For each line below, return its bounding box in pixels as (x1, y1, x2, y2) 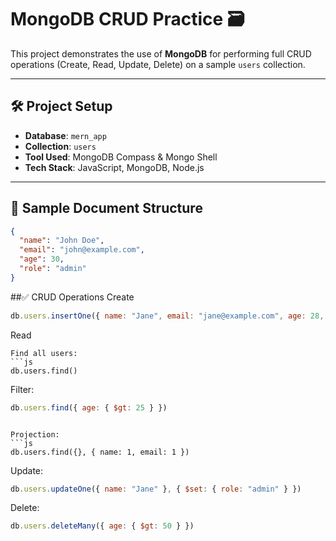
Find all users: (10, 348, 78, 358)
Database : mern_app (24, 129, 107, 141)
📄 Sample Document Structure (10, 200, 203, 217)
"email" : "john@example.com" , (19, 245, 145, 255)
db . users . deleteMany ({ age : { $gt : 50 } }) (10, 521, 195, 531)
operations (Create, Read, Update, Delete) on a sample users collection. (10, 58, 306, 70)
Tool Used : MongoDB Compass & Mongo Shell (24, 151, 218, 163)
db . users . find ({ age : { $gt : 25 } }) (10, 402, 168, 413)
